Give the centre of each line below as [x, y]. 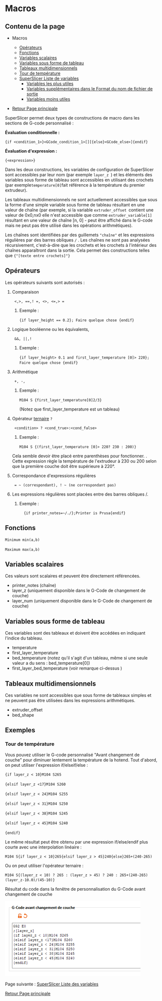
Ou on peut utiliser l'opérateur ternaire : [44, 865]
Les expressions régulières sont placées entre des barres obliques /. [80, 494]
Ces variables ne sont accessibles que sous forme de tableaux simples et [78, 695]
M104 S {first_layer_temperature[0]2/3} [60, 400]
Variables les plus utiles [50, 84]
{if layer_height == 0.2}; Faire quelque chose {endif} [77, 320]
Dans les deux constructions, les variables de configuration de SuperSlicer [79, 170]
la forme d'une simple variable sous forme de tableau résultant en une [75, 205]
